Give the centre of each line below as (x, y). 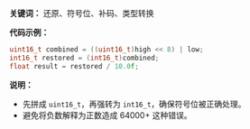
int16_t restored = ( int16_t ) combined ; (84, 58)
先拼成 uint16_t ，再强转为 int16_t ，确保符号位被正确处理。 (134, 104)
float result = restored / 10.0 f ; (74, 66)
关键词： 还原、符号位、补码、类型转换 (82, 13)
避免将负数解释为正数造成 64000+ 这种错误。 (107, 115)
